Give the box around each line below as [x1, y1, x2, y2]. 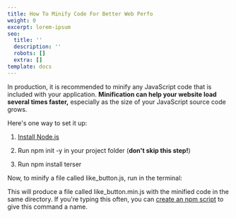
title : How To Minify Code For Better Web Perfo [7, 10, 153, 18]
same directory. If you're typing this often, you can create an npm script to [7, 195, 224, 203]
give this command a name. [7, 202, 88, 211]
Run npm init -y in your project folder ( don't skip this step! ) [17, 146, 191, 154]
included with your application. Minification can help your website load [7, 90, 217, 98]
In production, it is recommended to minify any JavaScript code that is [7, 82, 212, 91]
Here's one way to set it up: [7, 118, 88, 127]
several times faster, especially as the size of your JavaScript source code [7, 97, 226, 106]
